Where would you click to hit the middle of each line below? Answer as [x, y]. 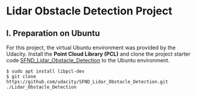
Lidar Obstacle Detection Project [89, 11]
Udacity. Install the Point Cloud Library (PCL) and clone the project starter [98, 54]
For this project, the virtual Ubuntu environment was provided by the [91, 47]
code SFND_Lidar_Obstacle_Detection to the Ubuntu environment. [88, 60]
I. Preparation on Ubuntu [53, 33]
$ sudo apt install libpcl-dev [45, 71]
